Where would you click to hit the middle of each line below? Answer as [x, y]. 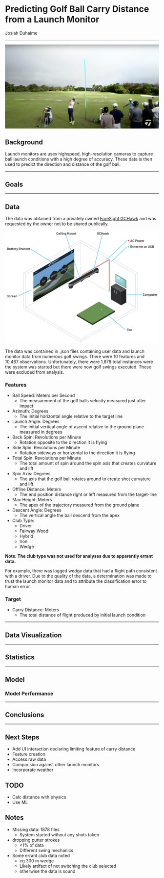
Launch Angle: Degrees [36, 421]
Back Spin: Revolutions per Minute [47, 437]
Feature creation [29, 754]
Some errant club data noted [41, 855]
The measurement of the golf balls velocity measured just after [83, 400]
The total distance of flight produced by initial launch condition [82, 615]
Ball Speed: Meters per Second [43, 395]
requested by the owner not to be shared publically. [57, 224]
